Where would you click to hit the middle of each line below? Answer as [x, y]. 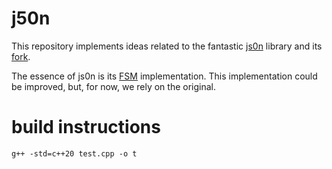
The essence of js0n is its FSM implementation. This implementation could [164, 76]
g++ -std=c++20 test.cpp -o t [74, 153]
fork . [21, 56]
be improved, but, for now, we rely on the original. [113, 86]
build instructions [86, 127]
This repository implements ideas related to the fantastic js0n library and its [167, 46]
